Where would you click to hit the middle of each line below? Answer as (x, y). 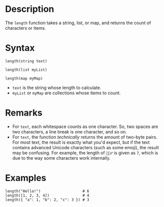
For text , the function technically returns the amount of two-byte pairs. (85, 137)
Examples (26, 178)
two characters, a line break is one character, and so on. (69, 131)
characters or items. (25, 28)
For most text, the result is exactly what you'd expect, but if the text (81, 142)
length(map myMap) (24, 78)
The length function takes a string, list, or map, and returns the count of (78, 23)
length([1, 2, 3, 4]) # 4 (47, 195)
